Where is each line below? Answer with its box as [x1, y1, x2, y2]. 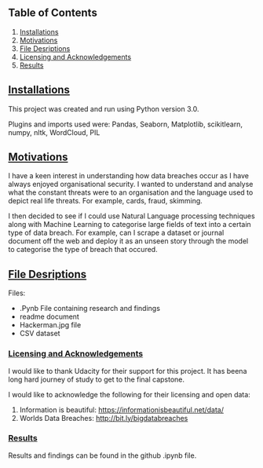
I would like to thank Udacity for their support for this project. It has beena [8, 366, 247, 375]
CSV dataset [19, 329, 60, 338]
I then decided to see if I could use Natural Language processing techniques [8, 211, 255, 221]
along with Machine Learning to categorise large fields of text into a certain [8, 220, 251, 229]
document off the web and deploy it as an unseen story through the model [8, 236, 249, 246]
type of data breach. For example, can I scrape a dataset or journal [8, 228, 225, 238]
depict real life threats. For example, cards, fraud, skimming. [8, 196, 203, 206]
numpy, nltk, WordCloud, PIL [8, 127, 100, 137]
